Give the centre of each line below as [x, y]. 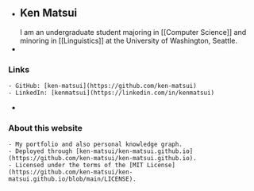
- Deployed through [40, 151]
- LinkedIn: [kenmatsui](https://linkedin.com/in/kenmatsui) [112, 93]
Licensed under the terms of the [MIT [80, 166]
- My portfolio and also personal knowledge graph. [95, 145]
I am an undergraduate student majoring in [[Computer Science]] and [133, 32]
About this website [46, 128]
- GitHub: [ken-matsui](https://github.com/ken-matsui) [102, 86]
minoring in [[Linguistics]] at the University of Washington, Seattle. [129, 40]
